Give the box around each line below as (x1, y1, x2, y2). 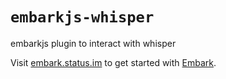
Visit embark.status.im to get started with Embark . (10, 56, 217, 68)
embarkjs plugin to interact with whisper (10, 37, 177, 49)
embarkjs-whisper (10, 8, 155, 27)
